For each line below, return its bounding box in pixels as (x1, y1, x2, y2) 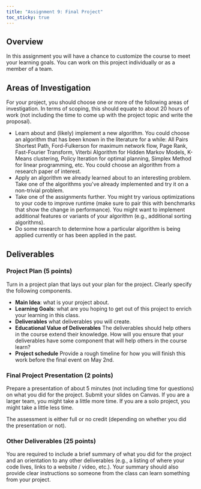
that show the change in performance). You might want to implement (14, 206, 185, 213)
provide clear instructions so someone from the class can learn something (6, 470, 190, 477)
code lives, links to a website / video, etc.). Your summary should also (6, 463, 179, 470)
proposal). (6, 118, 32, 125)
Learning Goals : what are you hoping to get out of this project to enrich (14, 305, 192, 312)
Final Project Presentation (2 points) (6, 371, 113, 379)
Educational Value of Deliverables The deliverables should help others (14, 324, 191, 331)
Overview (6, 37, 44, 47)
